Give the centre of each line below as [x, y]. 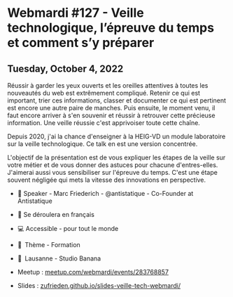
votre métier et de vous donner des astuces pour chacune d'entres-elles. [113, 165]
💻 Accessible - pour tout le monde [68, 229]
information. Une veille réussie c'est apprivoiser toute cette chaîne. [104, 123]
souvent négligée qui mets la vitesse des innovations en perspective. [107, 180]
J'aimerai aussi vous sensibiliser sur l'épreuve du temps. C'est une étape [113, 172]
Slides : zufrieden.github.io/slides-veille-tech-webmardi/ [99, 285]
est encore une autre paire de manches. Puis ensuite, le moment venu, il [111, 108]
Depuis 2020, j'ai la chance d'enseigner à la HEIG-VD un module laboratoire [116, 136]
